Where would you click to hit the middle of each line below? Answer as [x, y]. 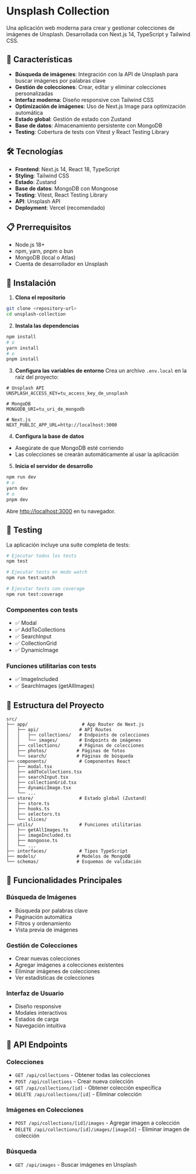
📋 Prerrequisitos [39, 227]
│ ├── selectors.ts [33, 814]
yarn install [23, 348]
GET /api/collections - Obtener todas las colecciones [83, 1075]
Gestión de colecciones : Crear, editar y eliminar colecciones [91, 87]
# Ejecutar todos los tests [42, 556]
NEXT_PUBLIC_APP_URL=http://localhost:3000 [62, 425]
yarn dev [17, 489]
